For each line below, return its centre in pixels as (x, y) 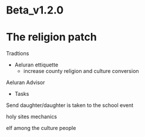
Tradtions (18, 54)
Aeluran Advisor (26, 82)
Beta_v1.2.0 (35, 10)
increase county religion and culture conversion (81, 71)
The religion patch (51, 37)
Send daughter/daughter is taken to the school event (70, 105)
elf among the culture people (41, 128)
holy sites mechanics (32, 117)
